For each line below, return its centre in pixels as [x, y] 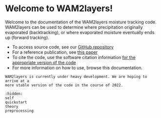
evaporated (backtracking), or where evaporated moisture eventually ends [80, 32]
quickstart [16, 102]
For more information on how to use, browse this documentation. [77, 68]
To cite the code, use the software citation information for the [74, 57]
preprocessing [20, 111]
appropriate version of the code [44, 62]
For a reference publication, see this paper [55, 52]
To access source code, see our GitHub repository [63, 47]
